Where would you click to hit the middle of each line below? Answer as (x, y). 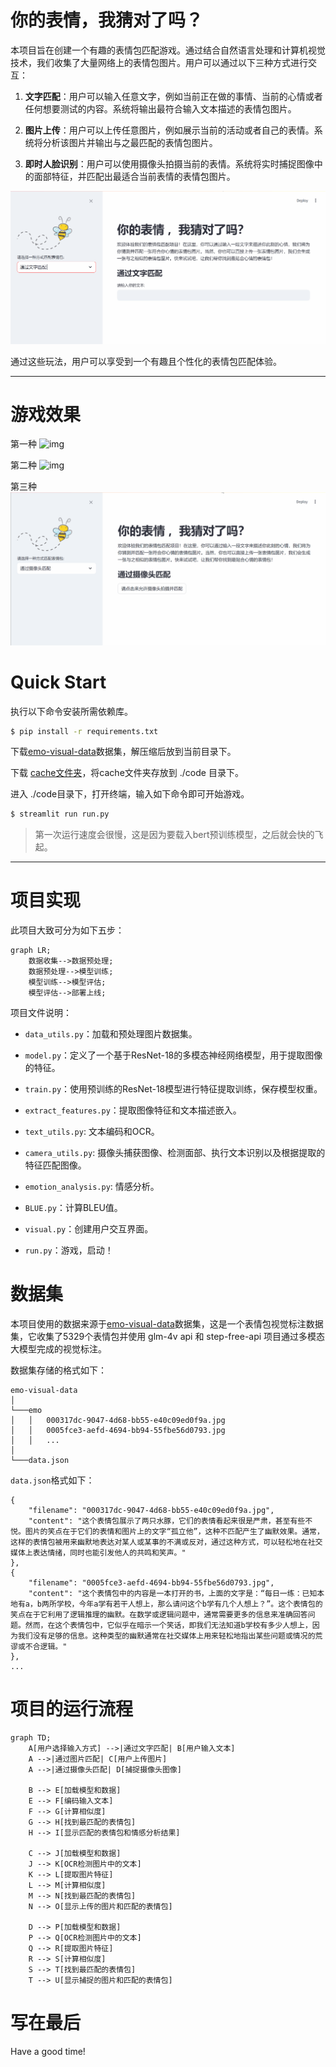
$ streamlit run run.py (60, 814)
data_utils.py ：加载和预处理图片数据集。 (111, 1034)
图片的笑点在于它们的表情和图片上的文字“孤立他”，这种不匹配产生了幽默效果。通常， (174, 1532)
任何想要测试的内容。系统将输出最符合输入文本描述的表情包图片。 (160, 108)
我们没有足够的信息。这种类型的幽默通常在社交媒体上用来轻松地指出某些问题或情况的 (166, 1636)
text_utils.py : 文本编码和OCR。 (92, 1132)
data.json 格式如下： (52, 1480)
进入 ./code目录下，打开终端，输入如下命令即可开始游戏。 (130, 794)
